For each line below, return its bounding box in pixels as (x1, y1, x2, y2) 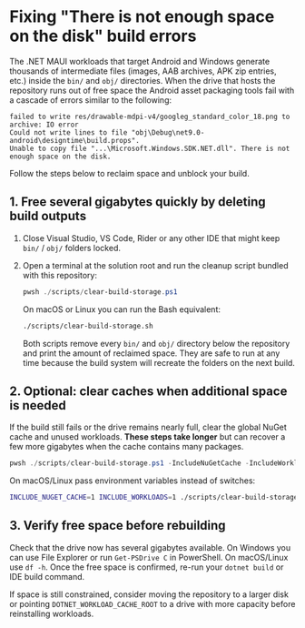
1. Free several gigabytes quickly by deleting (9, 194, 266, 210)
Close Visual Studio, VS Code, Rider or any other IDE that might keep (22, 232, 280, 243)
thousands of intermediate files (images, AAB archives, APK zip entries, (9, 66, 277, 76)
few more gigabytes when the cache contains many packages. (9, 441, 244, 452)
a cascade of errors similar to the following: (9, 94, 172, 106)
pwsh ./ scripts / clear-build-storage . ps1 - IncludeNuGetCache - (9, 459, 250, 468)
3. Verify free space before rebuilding (9, 518, 226, 533)
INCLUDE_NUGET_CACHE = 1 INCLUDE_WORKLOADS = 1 (9, 493, 177, 502)
